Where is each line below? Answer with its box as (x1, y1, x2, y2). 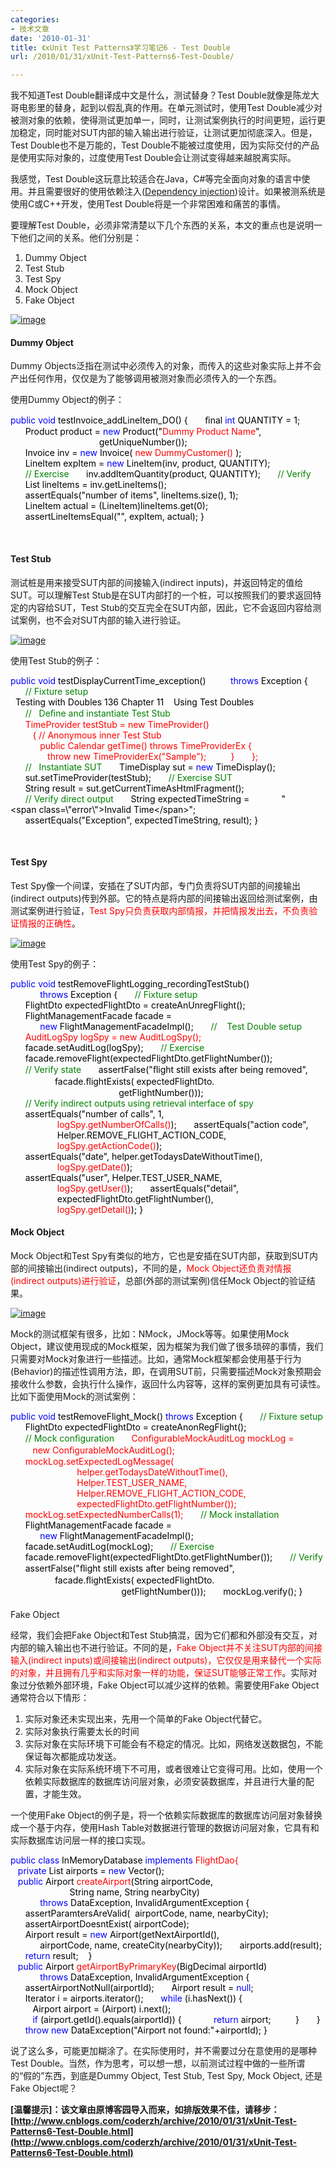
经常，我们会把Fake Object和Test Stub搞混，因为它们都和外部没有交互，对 (10, 1629, 318, 1641)
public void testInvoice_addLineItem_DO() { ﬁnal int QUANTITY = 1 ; (10, 414, 301, 426)
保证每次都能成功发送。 (24, 1750, 122, 1762)
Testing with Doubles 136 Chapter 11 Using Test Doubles (14, 696, 255, 708)
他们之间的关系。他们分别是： (18, 232, 142, 244)
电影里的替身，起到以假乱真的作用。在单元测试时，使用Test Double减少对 (18, 102, 323, 114)
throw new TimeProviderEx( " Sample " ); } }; (47, 750, 259, 762)
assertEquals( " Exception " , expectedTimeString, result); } (24, 814, 259, 826)
